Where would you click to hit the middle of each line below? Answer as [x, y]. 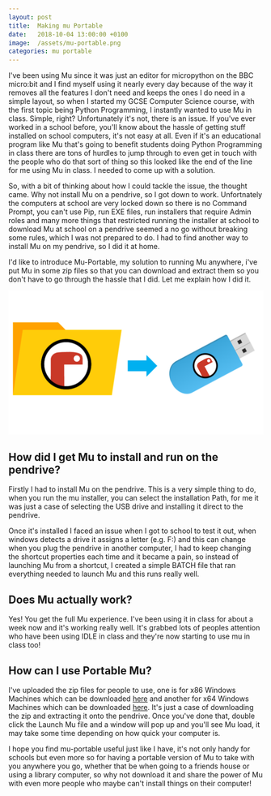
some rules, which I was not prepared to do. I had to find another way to [129, 238]
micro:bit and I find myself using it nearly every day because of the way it [131, 84]
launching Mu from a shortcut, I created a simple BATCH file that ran [122, 566]
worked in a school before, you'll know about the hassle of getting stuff [127, 127]
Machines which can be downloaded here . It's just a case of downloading [131, 708]
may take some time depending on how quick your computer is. [114, 734]
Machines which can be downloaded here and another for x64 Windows [129, 699]
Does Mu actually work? [70, 599]
